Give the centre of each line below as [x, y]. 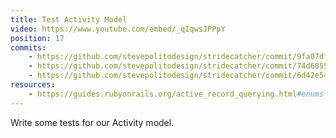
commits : [28, 47]
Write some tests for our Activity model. [92, 122]
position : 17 [37, 38]
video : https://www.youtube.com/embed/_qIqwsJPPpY [118, 29]
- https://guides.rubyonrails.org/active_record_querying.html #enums [176, 94]
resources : [33, 85]
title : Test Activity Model [69, 19]
